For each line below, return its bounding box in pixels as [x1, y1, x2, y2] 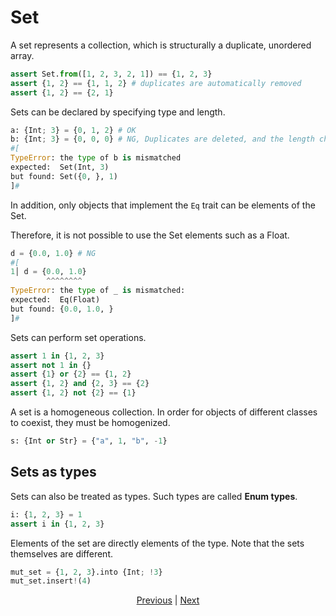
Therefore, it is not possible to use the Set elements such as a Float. [10, 229, 290, 241]
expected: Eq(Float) [10, 295, 101, 305]
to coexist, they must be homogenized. [10, 417, 171, 429]
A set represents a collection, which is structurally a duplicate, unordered [10, 39, 312, 51]
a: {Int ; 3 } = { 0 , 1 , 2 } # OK [10, 125, 137, 135]
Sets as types [10, 464, 97, 481]
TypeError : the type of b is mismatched [10, 153, 182, 163]
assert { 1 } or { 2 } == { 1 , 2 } [10, 369, 132, 380]
